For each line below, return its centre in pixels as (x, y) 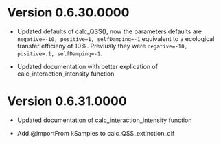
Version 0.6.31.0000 (67, 101)
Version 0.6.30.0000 (68, 13)
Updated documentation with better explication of (88, 66)
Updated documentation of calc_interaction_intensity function (104, 120)
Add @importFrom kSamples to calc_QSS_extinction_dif (96, 133)
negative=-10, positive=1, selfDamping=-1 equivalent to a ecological (116, 38)
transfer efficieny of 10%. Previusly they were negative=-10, (102, 46)
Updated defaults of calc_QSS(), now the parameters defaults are (109, 31)
